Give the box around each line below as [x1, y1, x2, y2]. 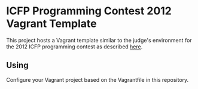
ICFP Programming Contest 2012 [6, 4, 172, 18]
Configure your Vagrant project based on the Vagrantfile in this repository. [6, 76, 189, 83]
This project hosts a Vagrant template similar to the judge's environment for [6, 36, 193, 44]
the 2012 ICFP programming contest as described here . [6, 43, 143, 50]
